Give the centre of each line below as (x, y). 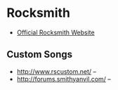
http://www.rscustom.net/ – (56, 71)
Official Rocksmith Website (56, 32)
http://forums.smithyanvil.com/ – (64, 79)
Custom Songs (40, 54)
